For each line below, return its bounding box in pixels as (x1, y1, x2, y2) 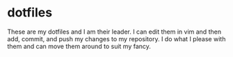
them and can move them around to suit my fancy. (7, 42, 152, 50)
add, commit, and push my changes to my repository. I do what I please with (7, 34, 226, 43)
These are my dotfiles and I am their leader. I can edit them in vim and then (7, 27, 221, 36)
